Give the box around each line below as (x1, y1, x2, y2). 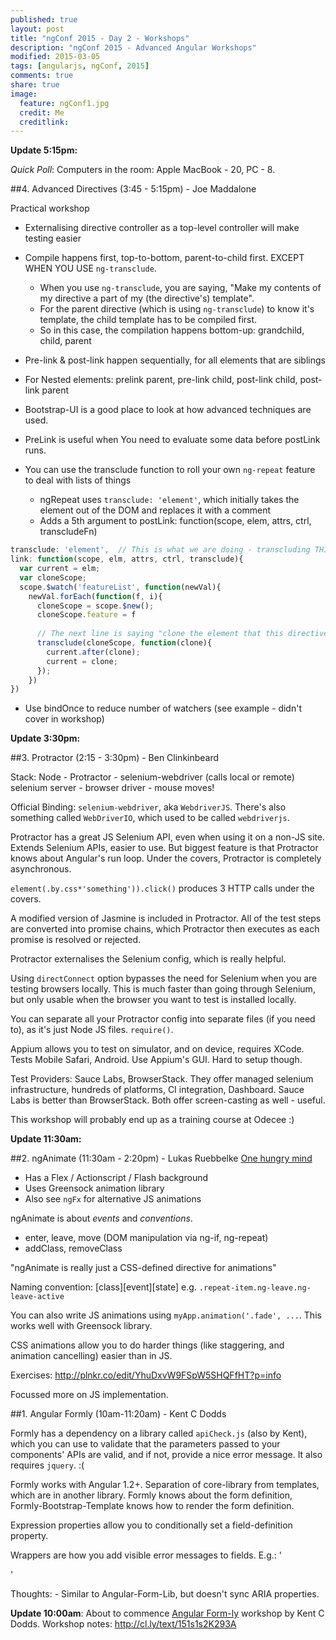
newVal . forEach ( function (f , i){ (28, 591, 163, 601)
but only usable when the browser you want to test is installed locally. (10, 994, 297, 1006)
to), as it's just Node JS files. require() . (10, 1024, 174, 1036)
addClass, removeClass (24, 1242, 123, 1255)
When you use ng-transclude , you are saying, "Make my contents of (39, 282, 322, 294)
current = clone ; (46, 656, 118, 666)
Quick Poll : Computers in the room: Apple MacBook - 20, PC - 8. (10, 164, 276, 176)
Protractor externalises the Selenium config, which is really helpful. (10, 953, 287, 965)
